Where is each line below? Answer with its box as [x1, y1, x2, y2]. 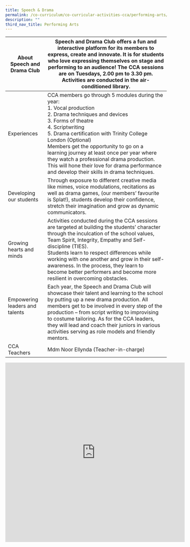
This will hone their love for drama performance [47, 162, 162, 169]
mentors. [47, 334, 69, 341]
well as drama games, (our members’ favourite [47, 190, 160, 197]
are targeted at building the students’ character [47, 224, 161, 231]
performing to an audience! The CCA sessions [48, 64, 164, 71]
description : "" [5, 17, 40, 22]
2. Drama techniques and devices [47, 111, 129, 118]
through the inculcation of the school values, [47, 230, 155, 237]
